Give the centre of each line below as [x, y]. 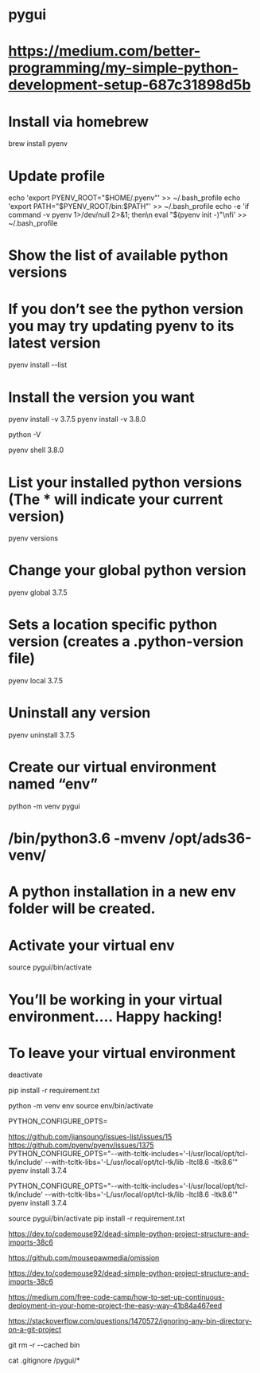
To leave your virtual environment [122, 1053]
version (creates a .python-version [126, 641]
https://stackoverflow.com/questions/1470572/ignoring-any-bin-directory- [130, 1321]
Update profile [57, 176]
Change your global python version [127, 570]
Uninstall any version [80, 713]
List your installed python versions [125, 482]
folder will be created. [82, 909]
